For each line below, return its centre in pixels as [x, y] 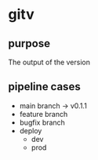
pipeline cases [44, 87]
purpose [29, 44]
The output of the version [49, 62]
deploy [31, 130]
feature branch [44, 114]
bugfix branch [42, 122]
